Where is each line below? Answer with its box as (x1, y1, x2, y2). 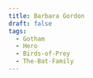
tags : (8, 27, 27, 35)
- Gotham (15, 34, 45, 43)
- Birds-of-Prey (15, 50, 70, 58)
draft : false (8, 19, 53, 28)
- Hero (15, 42, 38, 50)
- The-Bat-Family (15, 58, 74, 66)
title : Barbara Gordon (8, 11, 85, 20)
